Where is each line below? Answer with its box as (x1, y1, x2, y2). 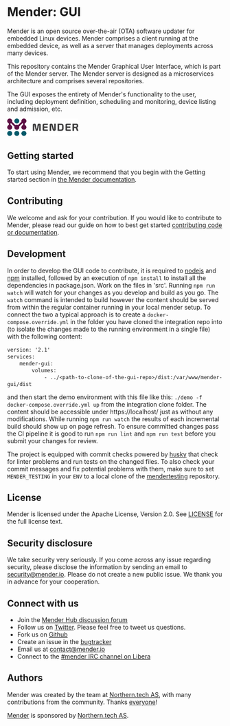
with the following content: (7, 332, 82, 341)
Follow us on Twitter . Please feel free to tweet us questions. (16, 623, 186, 632)
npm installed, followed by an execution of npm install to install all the (7, 273, 207, 282)
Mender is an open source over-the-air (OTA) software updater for (7, 27, 195, 35)
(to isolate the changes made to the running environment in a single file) (7, 325, 211, 333)
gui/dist (7, 381, 32, 387)
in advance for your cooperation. (7, 577, 100, 586)
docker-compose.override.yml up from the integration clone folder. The (7, 400, 207, 408)
